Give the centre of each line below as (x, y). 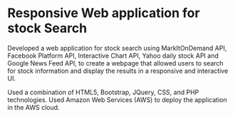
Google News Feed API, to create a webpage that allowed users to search (115, 63)
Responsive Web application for (104, 13)
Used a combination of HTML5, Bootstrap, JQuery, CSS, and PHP (103, 92)
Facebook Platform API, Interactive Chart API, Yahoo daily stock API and (113, 56)
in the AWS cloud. (33, 107)
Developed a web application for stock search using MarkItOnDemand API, (117, 48)
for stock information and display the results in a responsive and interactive (118, 71)
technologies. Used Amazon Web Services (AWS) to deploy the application (117, 100)
